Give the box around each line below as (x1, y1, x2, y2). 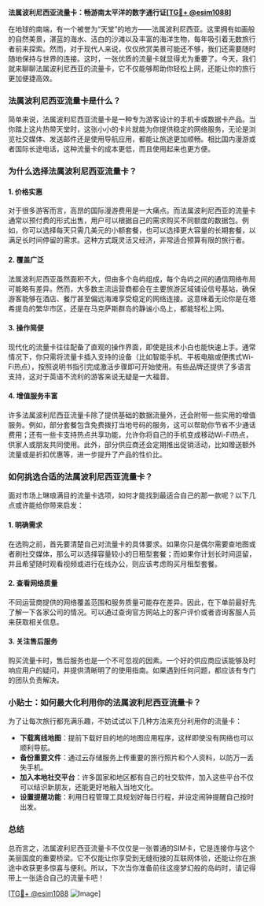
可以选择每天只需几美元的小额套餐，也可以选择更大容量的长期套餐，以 (28, 226, 256, 235)
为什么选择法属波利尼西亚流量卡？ (8, 166, 137, 177)
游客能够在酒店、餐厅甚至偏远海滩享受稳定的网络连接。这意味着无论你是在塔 (8, 293, 256, 303)
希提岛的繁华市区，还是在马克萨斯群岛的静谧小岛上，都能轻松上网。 (8, 304, 229, 313)
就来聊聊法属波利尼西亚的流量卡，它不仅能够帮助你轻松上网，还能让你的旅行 (8, 64, 256, 73)
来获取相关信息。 (8, 617, 64, 626)
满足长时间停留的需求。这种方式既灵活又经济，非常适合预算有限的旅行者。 (8, 236, 249, 245)
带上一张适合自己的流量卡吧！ (8, 873, 104, 882)
